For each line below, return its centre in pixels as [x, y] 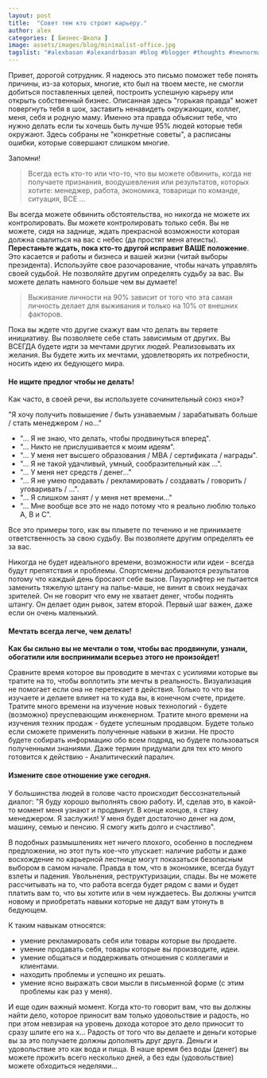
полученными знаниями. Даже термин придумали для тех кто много [126, 749]
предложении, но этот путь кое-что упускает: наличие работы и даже [128, 851]
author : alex [30, 30]
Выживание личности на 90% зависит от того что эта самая [130, 297]
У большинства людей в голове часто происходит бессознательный [124, 793]
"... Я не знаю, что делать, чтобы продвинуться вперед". [115, 439]
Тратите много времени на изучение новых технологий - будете [118, 706]
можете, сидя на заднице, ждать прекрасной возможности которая [124, 231]
